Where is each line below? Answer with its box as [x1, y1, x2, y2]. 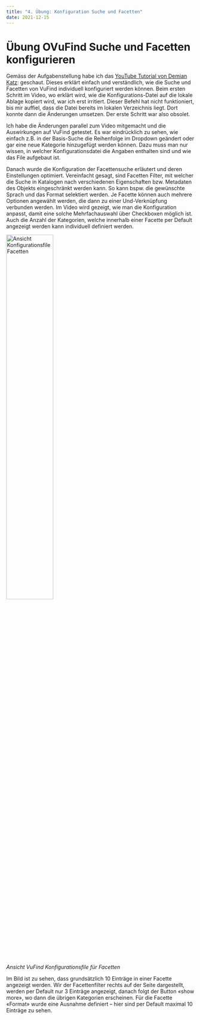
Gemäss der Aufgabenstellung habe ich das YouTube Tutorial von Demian [6, 72, 187, 80]
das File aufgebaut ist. [6, 154, 61, 162]
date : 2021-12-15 [6, 14, 50, 20]
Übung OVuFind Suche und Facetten [6, 40, 191, 54]
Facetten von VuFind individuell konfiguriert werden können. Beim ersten [6, 85, 186, 93]
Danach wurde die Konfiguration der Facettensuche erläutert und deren [6, 166, 182, 173]
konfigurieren [6, 53, 76, 66]
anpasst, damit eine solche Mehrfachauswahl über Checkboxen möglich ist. [6, 210, 193, 217]
